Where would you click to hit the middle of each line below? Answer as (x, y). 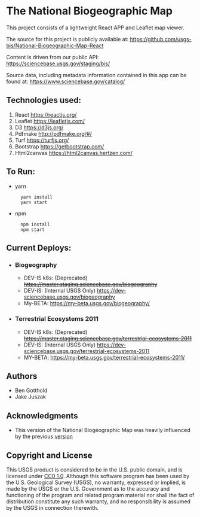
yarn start (34, 202)
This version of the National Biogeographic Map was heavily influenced (103, 430)
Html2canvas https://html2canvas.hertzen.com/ (74, 153)
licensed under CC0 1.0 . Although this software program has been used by (98, 476)
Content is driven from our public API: (53, 57)
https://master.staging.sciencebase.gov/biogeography (90, 284)
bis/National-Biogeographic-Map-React (55, 45)
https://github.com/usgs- (161, 39)
